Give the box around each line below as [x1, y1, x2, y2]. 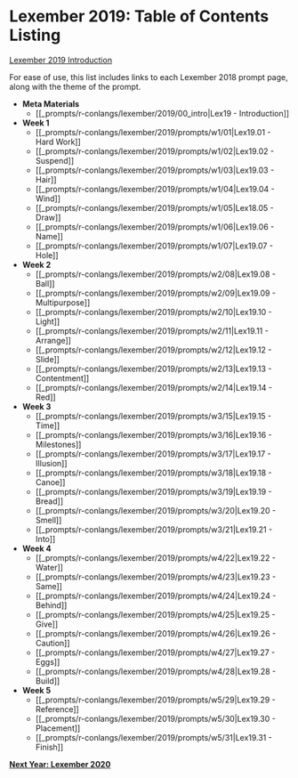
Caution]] [35, 637, 70, 648]
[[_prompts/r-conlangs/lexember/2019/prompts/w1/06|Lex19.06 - [35, 221, 275, 232]
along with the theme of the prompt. [9, 81, 141, 92]
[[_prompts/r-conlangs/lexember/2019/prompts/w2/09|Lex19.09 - [35, 288, 277, 298]
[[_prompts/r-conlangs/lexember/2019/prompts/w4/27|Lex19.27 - [35, 647, 276, 658]
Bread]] [35, 496, 64, 507]
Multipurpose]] [35, 296, 91, 308]
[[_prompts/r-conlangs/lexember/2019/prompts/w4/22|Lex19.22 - [35, 552, 277, 563]
